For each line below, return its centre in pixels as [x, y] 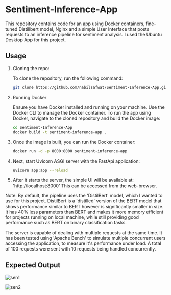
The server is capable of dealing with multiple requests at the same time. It [84, 233]
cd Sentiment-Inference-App [42, 127]
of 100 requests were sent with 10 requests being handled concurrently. [81, 249]
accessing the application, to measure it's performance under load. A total [83, 243]
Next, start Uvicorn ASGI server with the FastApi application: [76, 161]
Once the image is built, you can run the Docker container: [74, 142]
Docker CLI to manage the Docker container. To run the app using [82, 112]
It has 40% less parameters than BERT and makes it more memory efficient [84, 212]
